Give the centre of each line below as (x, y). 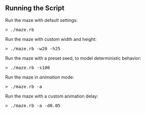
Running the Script (35, 8)
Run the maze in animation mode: (40, 77)
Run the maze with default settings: (42, 20)
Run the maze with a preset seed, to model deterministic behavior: (73, 58)
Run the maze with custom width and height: (51, 39)
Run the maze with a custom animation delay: (52, 96)
